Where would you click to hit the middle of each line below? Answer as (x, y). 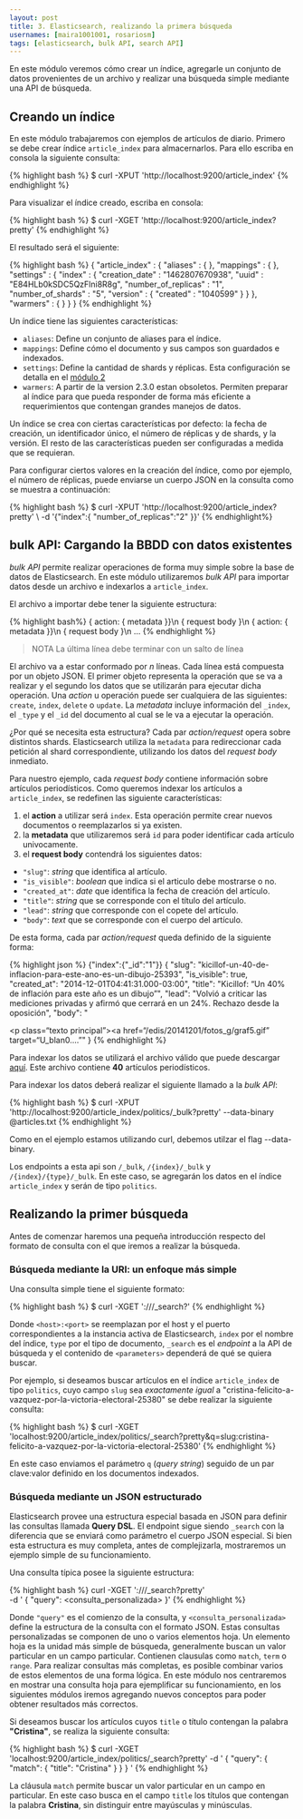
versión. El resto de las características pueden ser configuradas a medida (147, 443)
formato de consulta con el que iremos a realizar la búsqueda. (125, 1246)
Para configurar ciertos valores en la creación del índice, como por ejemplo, (151, 470)
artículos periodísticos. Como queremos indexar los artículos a (126, 788)
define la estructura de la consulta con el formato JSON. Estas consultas (145, 1627)
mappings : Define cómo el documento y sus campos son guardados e (151, 348)
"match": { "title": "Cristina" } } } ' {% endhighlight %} (109, 1768)
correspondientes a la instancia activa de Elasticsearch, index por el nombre (151, 1334)
